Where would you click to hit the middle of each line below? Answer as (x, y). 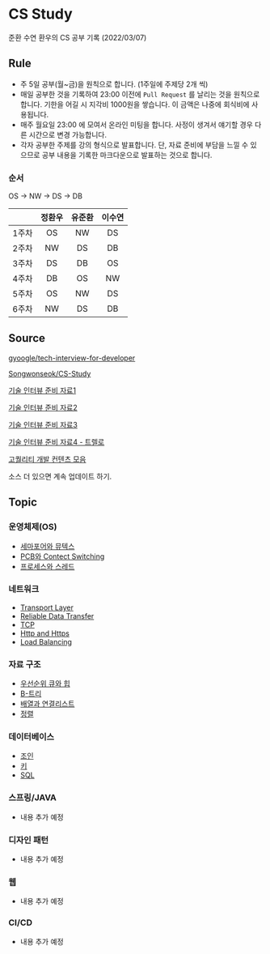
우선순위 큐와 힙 (45, 684)
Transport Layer (47, 607)
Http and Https (45, 633)
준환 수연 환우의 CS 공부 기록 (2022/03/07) (78, 37)
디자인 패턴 (29, 840)
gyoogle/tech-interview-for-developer (72, 358)
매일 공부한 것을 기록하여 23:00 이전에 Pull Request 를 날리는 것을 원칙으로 (140, 94)
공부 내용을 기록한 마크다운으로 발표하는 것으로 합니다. (127, 155)
